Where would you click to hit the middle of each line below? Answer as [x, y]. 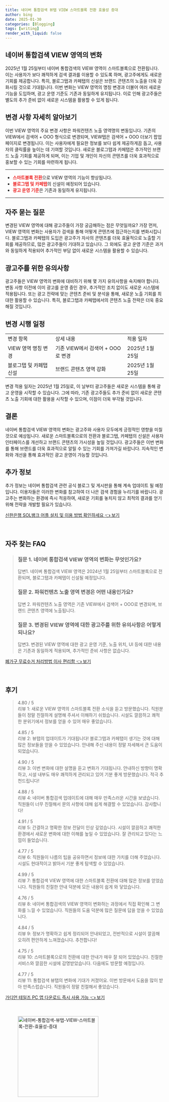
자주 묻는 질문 [25, 212]
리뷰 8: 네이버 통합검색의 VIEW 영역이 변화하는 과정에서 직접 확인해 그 [86, 904]
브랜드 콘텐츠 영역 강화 [80, 369]
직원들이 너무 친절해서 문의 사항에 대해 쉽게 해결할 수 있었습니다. [80, 804]
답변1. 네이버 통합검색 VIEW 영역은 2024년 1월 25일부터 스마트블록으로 [87, 571]
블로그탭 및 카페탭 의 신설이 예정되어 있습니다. [57, 184]
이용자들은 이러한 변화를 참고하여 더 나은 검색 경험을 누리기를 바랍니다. [89, 492]
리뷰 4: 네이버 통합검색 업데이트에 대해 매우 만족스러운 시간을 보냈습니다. [89, 798]
